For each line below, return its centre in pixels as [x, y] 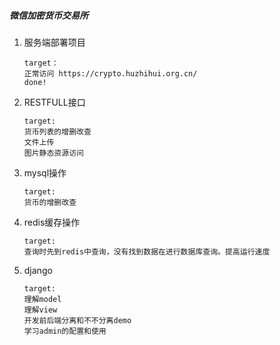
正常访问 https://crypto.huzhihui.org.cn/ [110, 73]
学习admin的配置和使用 [65, 331]
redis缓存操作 [52, 222]
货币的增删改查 [50, 202]
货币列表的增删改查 [57, 131]
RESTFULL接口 [54, 102]
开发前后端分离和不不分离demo [77, 320]
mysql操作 [45, 172]
